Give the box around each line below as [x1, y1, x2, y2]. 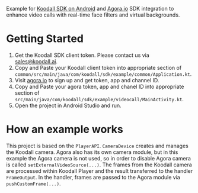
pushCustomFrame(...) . [6, 180, 61, 187]
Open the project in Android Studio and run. [14, 102, 122, 109]
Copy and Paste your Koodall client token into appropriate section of [14, 64, 182, 71]
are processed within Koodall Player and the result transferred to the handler [6, 167, 193, 174]
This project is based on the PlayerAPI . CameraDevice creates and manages [6, 142, 189, 149]
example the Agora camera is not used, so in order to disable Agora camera [6, 155, 191, 162]
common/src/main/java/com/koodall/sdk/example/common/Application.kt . [14, 70, 192, 78]
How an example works [6, 123, 123, 136]
